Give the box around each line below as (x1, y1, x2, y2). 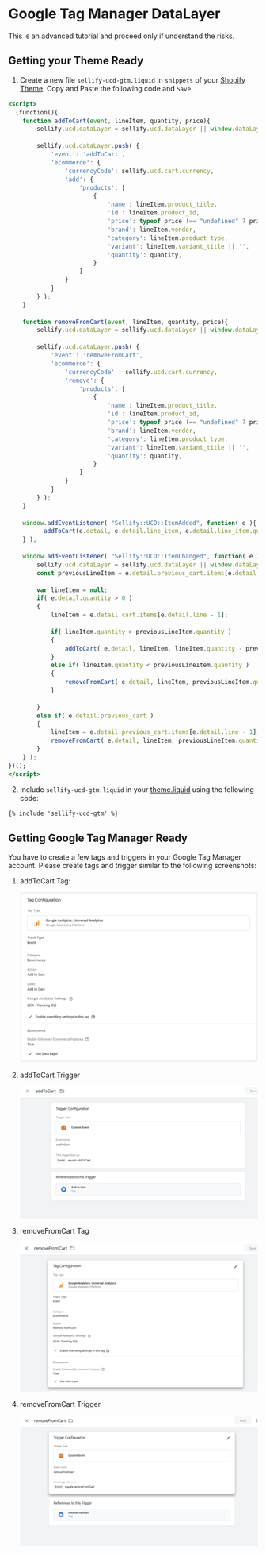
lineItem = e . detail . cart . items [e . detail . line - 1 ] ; (50, 611, 229, 620)
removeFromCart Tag (19, 1227, 89, 1235)
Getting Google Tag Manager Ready (8, 831, 188, 844)
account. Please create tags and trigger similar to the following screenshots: (8, 861, 257, 871)
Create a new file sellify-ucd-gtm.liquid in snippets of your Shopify (19, 75, 246, 84)
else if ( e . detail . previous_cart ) (36, 712, 154, 720)
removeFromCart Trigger (19, 1400, 101, 1409)
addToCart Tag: (19, 876, 71, 886)
